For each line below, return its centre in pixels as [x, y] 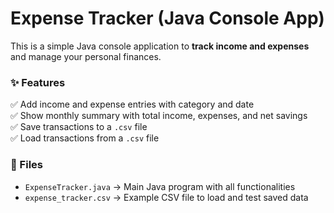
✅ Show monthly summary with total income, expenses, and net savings [159, 116]
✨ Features [38, 82]
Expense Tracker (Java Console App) [167, 18]
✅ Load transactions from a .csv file [85, 138]
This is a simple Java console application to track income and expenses [160, 46]
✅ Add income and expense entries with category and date [132, 104]
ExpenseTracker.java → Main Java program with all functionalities [160, 186]
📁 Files [26, 165]
